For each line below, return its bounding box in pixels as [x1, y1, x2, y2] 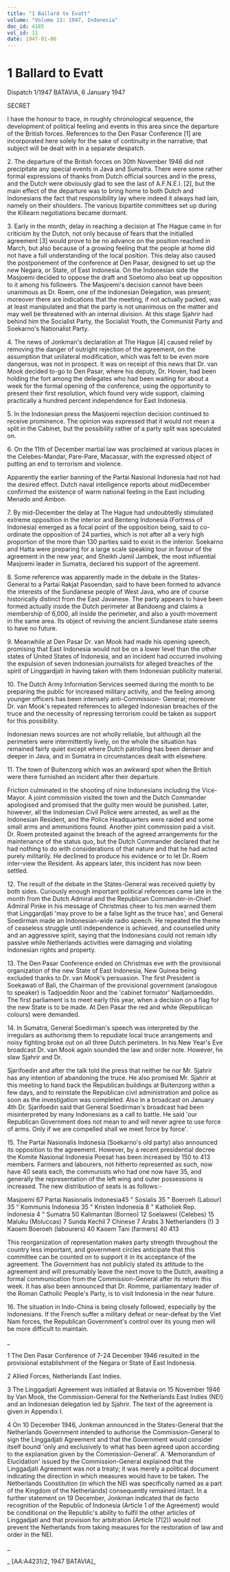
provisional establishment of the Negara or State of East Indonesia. [7, 1358, 197, 1367]
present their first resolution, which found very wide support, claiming [7, 389, 205, 397]
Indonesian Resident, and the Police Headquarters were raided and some [7, 816, 214, 824]
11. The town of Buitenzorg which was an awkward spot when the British [7, 765, 211, 774]
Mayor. [7, 794, 27, 802]
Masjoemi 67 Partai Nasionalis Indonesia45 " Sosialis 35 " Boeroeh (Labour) [7, 1196, 222, 1204]
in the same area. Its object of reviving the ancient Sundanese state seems [7, 617, 218, 625]
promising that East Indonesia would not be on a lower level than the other [7, 645, 217, 653]
